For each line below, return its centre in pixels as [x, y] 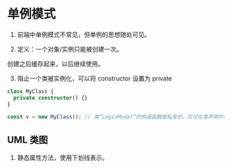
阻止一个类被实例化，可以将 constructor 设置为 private [95, 78]
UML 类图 [28, 139]
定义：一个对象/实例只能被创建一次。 [70, 49]
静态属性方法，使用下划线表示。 [62, 158]
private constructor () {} [51, 98]
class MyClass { [30, 91]
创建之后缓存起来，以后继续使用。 [56, 63]
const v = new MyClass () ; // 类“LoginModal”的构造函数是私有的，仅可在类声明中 [115, 117]
